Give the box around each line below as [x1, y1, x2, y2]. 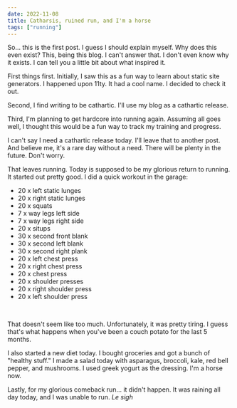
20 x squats [17, 202, 53, 210]
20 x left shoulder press [17, 293, 88, 301]
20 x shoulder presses [17, 277, 84, 286]
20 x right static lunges [17, 194, 85, 203]
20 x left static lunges [17, 187, 82, 195]
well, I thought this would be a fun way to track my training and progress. [7, 122, 221, 131]
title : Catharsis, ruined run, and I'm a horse [7, 17, 152, 24]
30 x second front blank [17, 232, 88, 241]
